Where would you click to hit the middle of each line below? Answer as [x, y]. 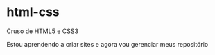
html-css [33, 12]
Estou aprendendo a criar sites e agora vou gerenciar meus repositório [108, 44]
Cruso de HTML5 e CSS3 [43, 31]
